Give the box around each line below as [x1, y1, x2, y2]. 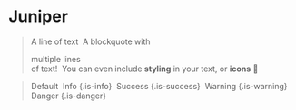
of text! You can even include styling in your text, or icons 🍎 [30, 63, 259, 74]
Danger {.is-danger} [30, 90, 106, 101]
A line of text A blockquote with [30, 36, 151, 47]
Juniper [8, 6, 69, 27]
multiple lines [30, 53, 81, 64]
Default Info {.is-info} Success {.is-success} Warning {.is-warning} [30, 80, 288, 91]
